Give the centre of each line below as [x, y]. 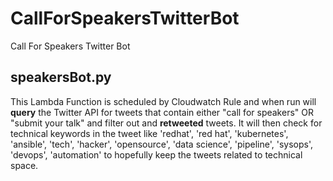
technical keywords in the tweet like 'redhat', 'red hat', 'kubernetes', [149, 133]
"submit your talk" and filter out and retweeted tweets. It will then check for [166, 123]
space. [24, 165]
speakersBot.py [61, 77]
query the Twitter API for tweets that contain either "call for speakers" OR [162, 112]
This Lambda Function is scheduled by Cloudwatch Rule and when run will [163, 101]
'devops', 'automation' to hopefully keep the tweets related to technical [156, 154]
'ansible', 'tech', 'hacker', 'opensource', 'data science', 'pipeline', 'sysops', [162, 144]
